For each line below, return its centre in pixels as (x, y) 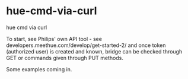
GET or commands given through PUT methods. (65, 58)
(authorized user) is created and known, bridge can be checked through (94, 51)
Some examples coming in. (39, 69)
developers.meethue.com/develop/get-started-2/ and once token (86, 45)
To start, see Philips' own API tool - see (54, 39)
